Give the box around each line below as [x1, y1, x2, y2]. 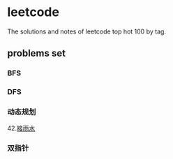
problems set [7, 47, 66, 59]
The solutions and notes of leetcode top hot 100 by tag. [7, 27, 166, 36]
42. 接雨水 [7, 124, 36, 132]
